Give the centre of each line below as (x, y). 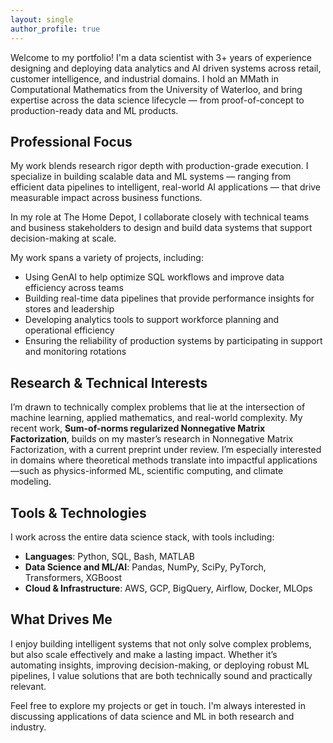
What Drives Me (61, 619)
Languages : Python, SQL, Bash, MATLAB (109, 556)
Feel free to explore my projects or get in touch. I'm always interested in (158, 705)
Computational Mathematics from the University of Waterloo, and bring (156, 89)
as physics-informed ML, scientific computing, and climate (162, 471)
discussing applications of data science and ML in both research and (152, 716)
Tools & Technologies (78, 512)
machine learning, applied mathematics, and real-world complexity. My (156, 418)
